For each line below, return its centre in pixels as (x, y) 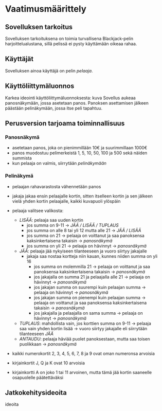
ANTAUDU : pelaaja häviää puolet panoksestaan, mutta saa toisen (85, 339)
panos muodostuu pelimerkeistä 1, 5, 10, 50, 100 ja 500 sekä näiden (80, 153)
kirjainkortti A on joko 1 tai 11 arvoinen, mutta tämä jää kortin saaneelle (82, 372)
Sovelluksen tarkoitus (39, 27)
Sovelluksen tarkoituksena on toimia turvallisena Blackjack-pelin (69, 38)
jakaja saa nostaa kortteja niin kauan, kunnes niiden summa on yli (92, 256)
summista (22, 158)
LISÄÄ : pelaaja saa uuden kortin (51, 220)
